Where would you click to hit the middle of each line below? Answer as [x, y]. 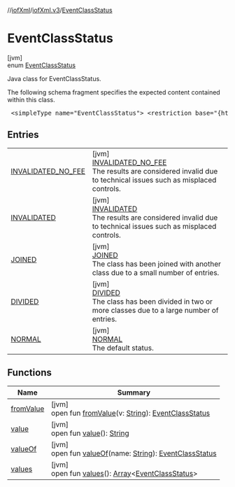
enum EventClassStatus [41, 65]
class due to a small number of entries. [156, 272]
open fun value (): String [90, 433]
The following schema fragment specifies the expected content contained [114, 92]
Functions [30, 373]
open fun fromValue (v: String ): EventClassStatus [131, 413]
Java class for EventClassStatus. [54, 78]
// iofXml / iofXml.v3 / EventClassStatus [60, 10]
